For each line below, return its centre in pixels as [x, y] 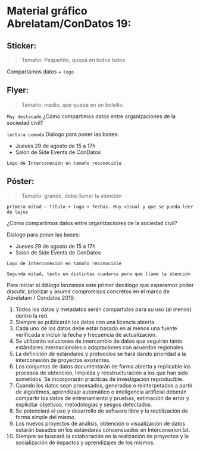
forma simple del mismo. [46, 417]
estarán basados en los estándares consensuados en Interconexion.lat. [103, 430]
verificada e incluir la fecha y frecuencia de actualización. [86, 334]
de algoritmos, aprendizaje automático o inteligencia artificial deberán [101, 392]
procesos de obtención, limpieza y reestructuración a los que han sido [101, 373]
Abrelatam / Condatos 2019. [41, 297]
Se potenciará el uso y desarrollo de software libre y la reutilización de [101, 411]
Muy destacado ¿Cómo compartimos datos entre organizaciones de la [91, 116]
